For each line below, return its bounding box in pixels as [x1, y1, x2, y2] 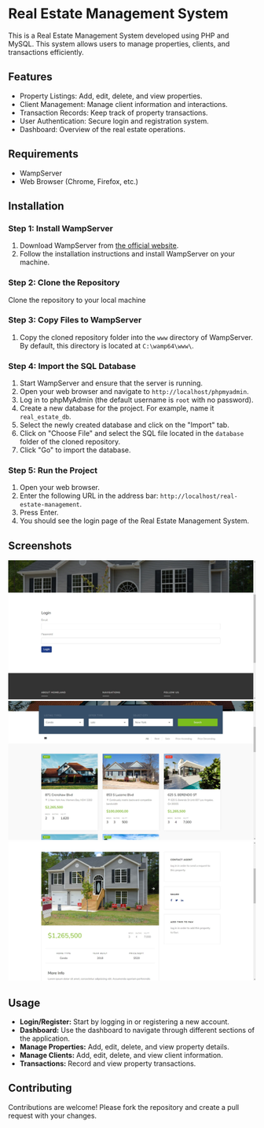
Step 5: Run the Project [8, 465, 98, 476]
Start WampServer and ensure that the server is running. [19, 378, 203, 388]
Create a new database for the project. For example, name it [19, 404, 214, 413]
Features [8, 70, 53, 83]
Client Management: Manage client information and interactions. [19, 99, 228, 109]
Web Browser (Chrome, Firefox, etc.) [19, 176, 139, 186]
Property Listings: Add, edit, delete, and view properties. [19, 91, 203, 101]
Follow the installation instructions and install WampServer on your [19, 249, 236, 259]
